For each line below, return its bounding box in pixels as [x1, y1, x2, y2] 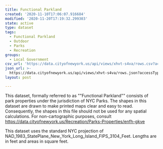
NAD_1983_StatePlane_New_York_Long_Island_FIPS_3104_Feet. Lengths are [5, 133, 157, 139]
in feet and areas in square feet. [5, 138, 69, 144]
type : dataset [5, 25, 34, 30]
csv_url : [5, 61, 23, 66]
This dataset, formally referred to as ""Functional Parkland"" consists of [5, 93, 149, 98]
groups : [5, 52, 21, 57]
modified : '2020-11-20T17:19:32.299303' [5, 16, 88, 21]
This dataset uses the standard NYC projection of [5, 128, 104, 134]
